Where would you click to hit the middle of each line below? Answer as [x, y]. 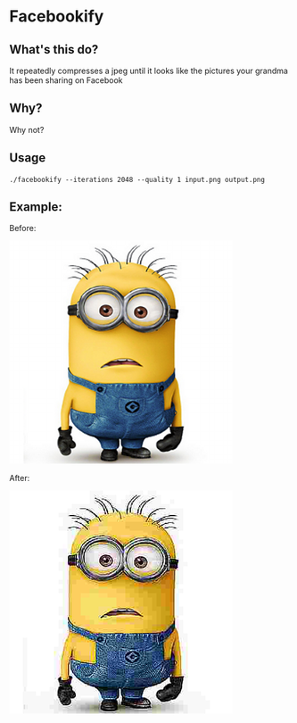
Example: [36, 207]
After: [20, 478]
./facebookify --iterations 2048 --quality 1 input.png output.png [137, 179]
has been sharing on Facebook [66, 80]
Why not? [27, 129]
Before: [23, 229]
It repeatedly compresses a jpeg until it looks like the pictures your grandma [148, 71]
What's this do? [54, 50]
